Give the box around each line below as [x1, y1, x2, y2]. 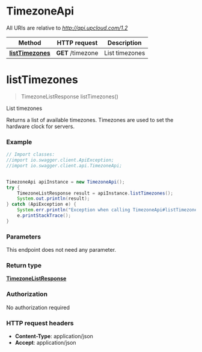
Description [107, 38, 142, 46]
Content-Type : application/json [14, 332, 93, 339]
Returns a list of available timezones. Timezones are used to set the [6, 116, 174, 123]
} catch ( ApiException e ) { [6, 201, 77, 208]
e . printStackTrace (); [17, 213, 71, 219]
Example [6, 138, 32, 146]
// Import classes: [6, 152, 55, 158]
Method [18, 38, 41, 46]
